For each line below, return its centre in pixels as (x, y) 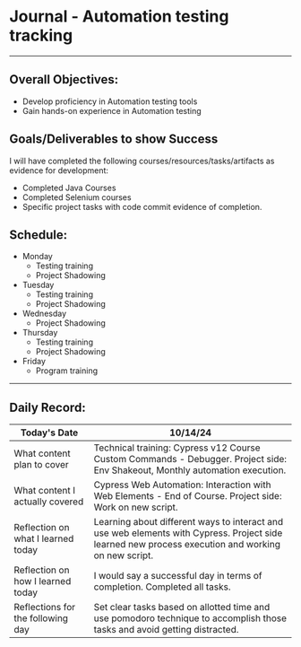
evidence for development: (59, 170)
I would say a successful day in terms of (178, 576)
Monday (38, 257)
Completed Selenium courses (77, 197)
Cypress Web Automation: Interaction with (182, 485)
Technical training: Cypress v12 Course (177, 448)
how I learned (43, 581)
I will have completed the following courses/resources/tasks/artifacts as (142, 161)
